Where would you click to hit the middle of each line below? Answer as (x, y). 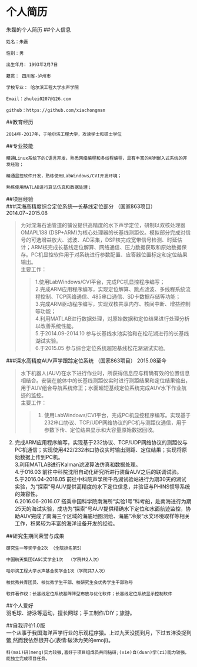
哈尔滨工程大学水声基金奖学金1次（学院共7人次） (57, 571)
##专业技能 (20, 146)
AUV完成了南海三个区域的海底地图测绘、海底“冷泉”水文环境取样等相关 (105, 516)
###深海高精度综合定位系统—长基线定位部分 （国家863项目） (81, 206)
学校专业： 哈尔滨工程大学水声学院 (43, 87)
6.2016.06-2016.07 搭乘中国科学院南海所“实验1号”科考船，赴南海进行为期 (103, 501)
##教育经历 (20, 122)
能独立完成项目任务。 (28, 658)
